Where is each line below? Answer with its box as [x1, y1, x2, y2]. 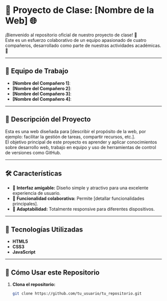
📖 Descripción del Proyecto [5, 115, 91, 124]
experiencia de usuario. [12, 190, 61, 196]
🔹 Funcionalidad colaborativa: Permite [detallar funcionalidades [12, 195, 145, 201]
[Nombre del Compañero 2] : [12, 85, 72, 91]
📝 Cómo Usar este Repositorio [5, 268, 100, 277]
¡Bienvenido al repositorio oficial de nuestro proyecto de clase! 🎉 [5, 32, 138, 38]
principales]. [12, 201, 38, 207]
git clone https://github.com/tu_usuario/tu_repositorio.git [12, 291, 142, 296]
